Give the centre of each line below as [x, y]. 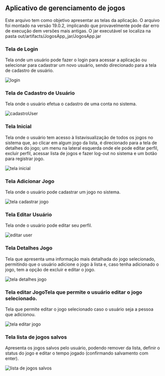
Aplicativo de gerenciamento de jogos [65, 8]
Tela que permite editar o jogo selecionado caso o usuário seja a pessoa [79, 309]
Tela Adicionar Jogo [30, 181]
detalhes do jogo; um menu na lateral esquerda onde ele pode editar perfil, [82, 148]
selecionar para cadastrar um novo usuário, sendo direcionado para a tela [81, 65]
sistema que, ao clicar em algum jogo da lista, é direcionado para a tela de [81, 143]
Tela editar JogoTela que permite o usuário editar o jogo [74, 292]
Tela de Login [22, 49]
